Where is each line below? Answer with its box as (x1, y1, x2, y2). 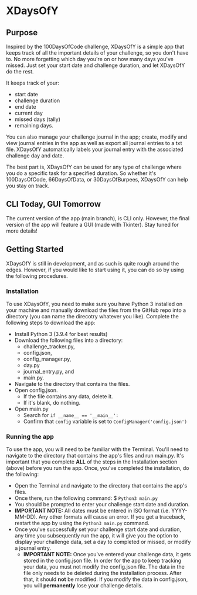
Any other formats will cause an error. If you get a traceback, (38, 513, 186, 520)
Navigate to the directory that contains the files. (14, 380, 130, 387)
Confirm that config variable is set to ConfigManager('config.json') (23, 418, 188, 425)
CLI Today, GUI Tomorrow (6, 199, 101, 209)
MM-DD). (14, 513, 38, 520)
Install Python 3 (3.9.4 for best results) (14, 330, 108, 337)
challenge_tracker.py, (23, 342, 75, 350)
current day (14, 110, 43, 116)
